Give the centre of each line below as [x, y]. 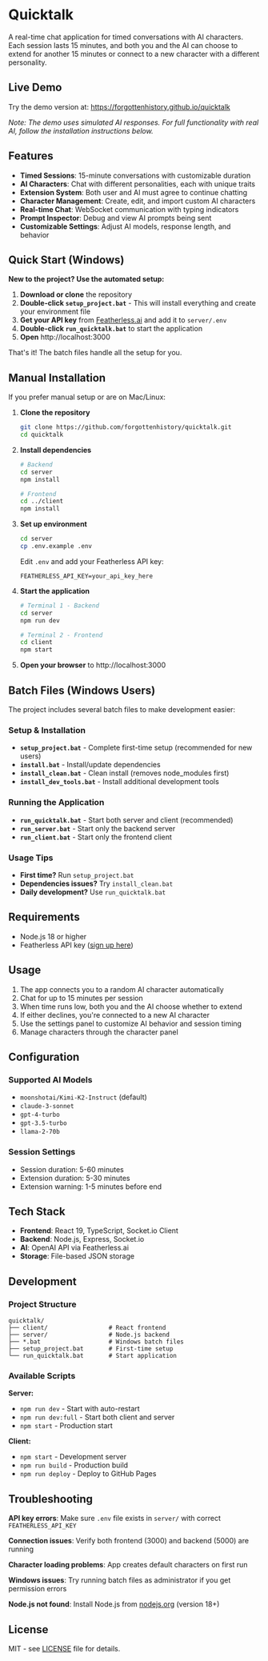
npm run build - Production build [74, 1465]
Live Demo [35, 88]
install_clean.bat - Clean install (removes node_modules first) [124, 773]
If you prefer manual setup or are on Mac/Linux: [87, 397]
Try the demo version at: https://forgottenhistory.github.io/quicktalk [119, 106]
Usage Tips [31, 858]
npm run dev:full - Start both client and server [97, 1417]
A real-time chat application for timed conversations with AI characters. [126, 37]
